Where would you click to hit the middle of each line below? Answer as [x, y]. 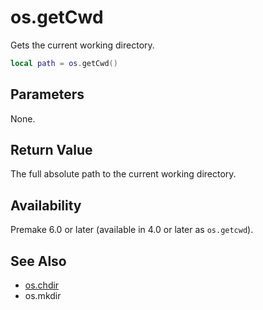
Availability [46, 205]
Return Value [51, 150]
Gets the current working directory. [82, 45]
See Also [38, 261]
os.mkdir [43, 296]
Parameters [47, 94]
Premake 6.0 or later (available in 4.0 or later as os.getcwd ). [132, 230]
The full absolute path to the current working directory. [123, 174]
